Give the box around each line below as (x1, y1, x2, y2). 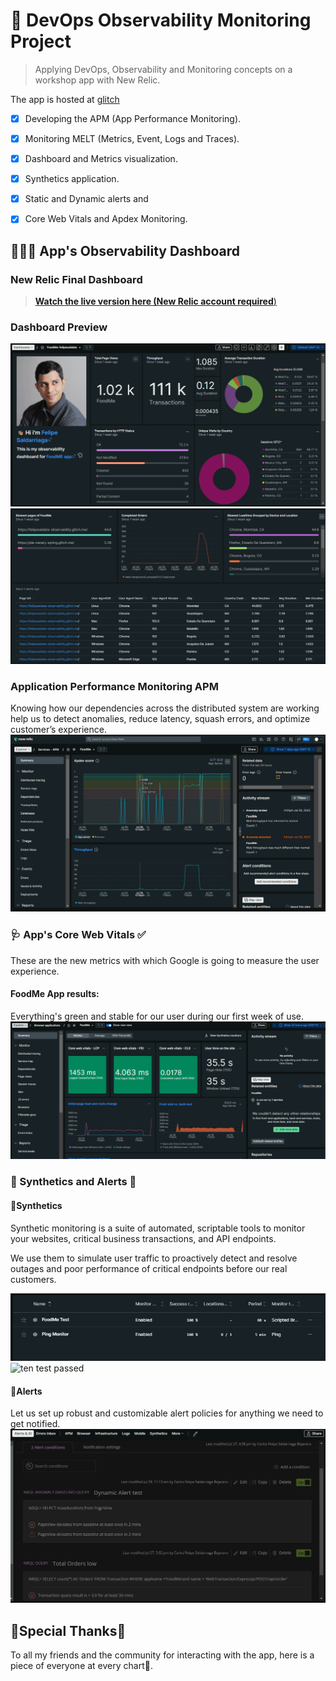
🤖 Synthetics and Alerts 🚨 (10, 1175, 137, 1189)
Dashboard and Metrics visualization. (24, 153, 178, 165)
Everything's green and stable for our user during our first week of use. (10, 1010, 305, 1022)
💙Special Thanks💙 (10, 1622, 127, 1639)
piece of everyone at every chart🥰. (10, 1660, 153, 1672)
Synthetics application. (24, 173, 120, 185)
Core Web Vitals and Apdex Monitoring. (24, 213, 188, 225)
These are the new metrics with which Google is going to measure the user (10, 954, 320, 966)
